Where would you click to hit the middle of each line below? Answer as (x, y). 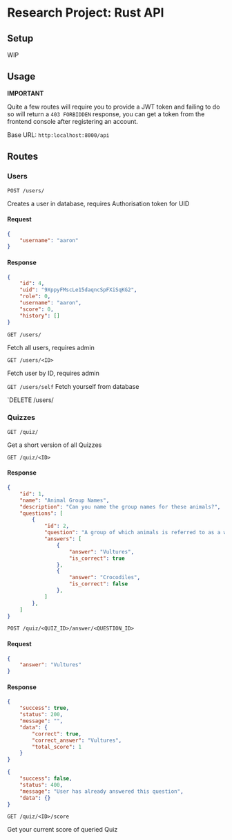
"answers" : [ (62, 539)
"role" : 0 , (35, 296)
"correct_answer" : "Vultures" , (77, 740)
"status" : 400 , (41, 785)
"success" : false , (46, 779)
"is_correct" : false (98, 584)
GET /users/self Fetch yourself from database (73, 386)
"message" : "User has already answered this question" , (102, 791)
